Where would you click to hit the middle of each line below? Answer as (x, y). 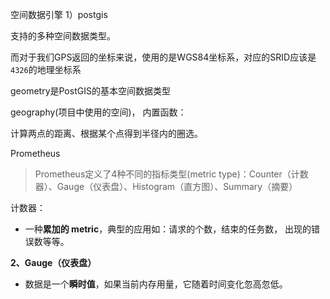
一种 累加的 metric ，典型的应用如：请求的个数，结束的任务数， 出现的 (168, 229)
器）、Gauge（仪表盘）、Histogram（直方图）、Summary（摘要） (166, 186)
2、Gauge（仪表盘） (53, 262)
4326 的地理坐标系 (46, 69)
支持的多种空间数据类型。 (63, 36)
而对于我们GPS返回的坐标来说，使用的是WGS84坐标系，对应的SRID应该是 (163, 57)
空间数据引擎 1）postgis (59, 14)
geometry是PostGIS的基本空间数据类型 (90, 91)
